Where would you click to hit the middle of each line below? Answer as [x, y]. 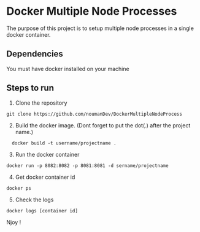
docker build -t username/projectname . [64, 143]
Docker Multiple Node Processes [92, 11]
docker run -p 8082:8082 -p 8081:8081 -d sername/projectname [87, 166]
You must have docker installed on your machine [68, 69]
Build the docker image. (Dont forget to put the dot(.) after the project [103, 125]
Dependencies [35, 54]
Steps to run [30, 88]
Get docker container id [45, 177]
